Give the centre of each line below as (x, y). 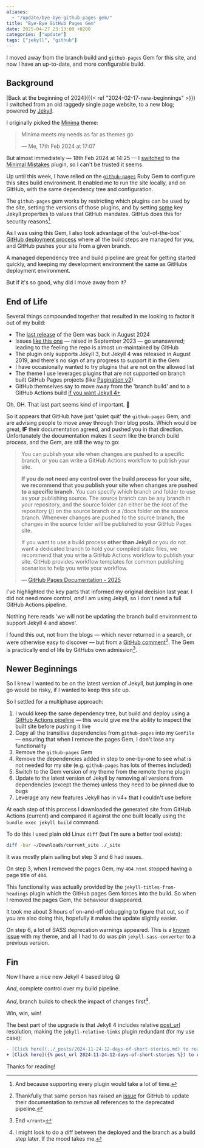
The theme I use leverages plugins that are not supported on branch (100, 373)
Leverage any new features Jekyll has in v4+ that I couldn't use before (103, 797)
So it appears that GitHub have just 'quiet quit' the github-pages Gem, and (99, 416)
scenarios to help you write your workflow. (74, 568)
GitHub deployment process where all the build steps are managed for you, (100, 240)
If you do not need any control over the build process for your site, (106, 479)
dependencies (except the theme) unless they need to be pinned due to (104, 785)
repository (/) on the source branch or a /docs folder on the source (105, 511)
